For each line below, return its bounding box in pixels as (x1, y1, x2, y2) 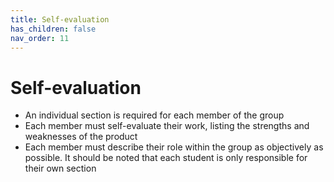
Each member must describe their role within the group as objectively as (24, 141, 324, 153)
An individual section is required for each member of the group (24, 109, 285, 121)
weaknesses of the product (24, 131, 138, 143)
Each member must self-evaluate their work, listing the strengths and (24, 120, 310, 132)
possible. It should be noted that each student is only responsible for (24, 152, 308, 164)
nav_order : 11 (10, 33, 70, 43)
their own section (24, 162, 97, 175)
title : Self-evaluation (10, 14, 110, 25)
